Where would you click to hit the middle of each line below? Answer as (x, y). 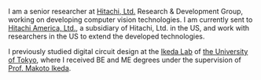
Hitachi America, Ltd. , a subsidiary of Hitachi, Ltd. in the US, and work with (129, 28)
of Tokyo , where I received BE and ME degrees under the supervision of (125, 60)
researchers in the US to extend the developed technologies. (107, 36)
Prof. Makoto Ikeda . (40, 68)
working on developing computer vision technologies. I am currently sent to (130, 20)
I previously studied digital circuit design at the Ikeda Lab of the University (128, 51)
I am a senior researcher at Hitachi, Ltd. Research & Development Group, (126, 11)
